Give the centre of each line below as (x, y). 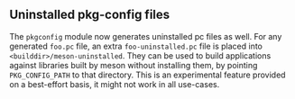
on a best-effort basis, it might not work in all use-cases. (115, 84)
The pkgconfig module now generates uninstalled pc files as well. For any (146, 36)
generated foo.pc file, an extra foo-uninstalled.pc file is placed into (136, 46)
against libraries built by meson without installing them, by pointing (134, 65)
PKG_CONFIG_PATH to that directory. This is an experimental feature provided (147, 75)
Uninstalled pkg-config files (90, 15)
